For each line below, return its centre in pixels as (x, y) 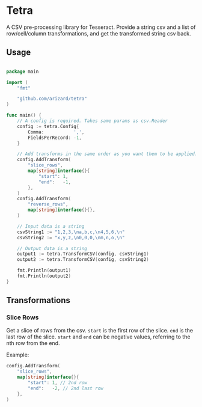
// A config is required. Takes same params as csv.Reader (93, 121)
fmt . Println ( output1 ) (44, 271)
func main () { (24, 115)
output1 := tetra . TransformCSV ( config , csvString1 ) (83, 254)
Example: (18, 355)
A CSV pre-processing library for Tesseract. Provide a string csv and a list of (101, 27)
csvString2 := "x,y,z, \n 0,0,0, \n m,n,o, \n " (71, 237)
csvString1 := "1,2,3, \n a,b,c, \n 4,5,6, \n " (71, 232)
